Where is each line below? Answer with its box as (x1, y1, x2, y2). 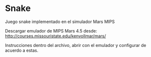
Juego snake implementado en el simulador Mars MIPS (5, 19, 115, 24)
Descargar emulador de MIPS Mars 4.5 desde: (5, 28, 98, 34)
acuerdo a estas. (5, 47, 39, 53)
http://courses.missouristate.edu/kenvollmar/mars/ (5, 33, 106, 39)
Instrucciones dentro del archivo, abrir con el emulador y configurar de (5, 42, 147, 48)
